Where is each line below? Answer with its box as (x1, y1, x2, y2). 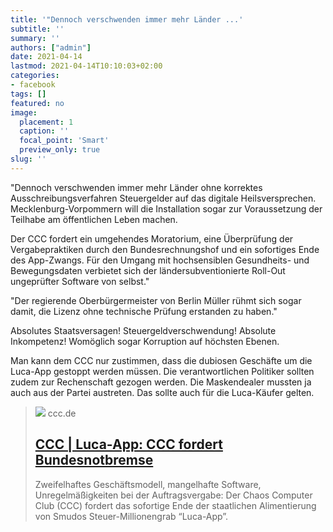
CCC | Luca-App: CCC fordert (34, 436, 223, 453)
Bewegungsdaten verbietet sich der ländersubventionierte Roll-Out (10, 264, 286, 276)
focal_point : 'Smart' (19, 136, 110, 146)
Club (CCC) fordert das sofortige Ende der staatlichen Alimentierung (34, 499, 317, 511)
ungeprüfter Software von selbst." (10, 275, 150, 287)
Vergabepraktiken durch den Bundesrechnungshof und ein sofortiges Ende (10, 243, 320, 255)
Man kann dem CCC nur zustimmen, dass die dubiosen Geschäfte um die (10, 354, 313, 366)
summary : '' (10, 33, 60, 43)
